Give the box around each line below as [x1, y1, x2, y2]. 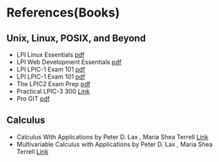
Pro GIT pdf [16, 94, 50, 103]
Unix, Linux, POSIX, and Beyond [6, 32, 146, 44]
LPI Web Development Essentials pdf [16, 58, 122, 66]
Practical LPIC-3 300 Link [16, 88, 91, 95]
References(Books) [6, 5, 120, 21]
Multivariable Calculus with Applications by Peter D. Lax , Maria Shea [16, 140, 213, 148]
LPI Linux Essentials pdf [16, 50, 85, 59]
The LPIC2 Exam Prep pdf [16, 80, 91, 88]
